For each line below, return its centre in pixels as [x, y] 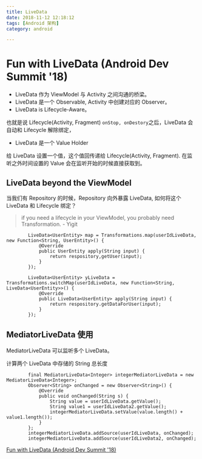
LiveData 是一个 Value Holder [52, 143]
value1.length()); [29, 417]
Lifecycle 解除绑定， [49, 130]
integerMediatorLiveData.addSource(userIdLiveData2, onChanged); [113, 438]
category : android [29, 29]
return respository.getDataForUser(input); [106, 304]
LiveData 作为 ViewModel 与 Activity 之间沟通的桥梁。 [82, 94]
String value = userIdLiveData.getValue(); [106, 401]
